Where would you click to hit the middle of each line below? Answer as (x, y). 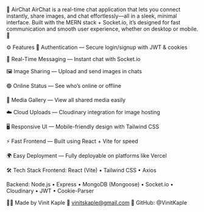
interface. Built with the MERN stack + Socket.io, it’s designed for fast (93, 22)
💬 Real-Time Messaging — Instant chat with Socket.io (74, 59)
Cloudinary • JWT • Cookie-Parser (50, 191)
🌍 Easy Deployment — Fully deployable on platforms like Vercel (87, 155)
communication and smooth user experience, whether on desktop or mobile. (102, 29)
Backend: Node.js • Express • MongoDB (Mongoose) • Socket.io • (90, 184)
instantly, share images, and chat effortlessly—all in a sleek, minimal (92, 16)
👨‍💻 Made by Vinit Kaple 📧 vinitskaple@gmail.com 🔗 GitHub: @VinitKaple (97, 203)
